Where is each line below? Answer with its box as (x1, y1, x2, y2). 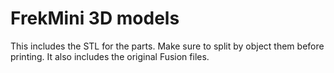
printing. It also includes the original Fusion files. (10, 50, 210, 62)
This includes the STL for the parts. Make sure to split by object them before (10, 40, 325, 52)
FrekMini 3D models (10, 7, 180, 30)
